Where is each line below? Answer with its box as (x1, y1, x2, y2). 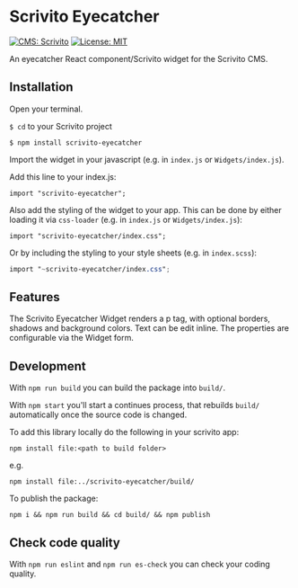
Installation (9, 79, 74, 95)
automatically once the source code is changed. (9, 409, 188, 420)
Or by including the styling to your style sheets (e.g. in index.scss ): (9, 247, 258, 258)
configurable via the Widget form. (9, 333, 135, 343)
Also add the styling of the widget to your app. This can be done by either (9, 204, 283, 215)
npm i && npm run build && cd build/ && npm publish (9, 511, 211, 520)
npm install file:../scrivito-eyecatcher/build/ (9, 477, 195, 486)
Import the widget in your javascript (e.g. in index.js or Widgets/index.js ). (9, 154, 285, 165)
